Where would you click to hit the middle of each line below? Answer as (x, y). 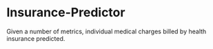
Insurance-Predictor (66, 13)
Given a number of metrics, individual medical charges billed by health (106, 31)
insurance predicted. (36, 38)
